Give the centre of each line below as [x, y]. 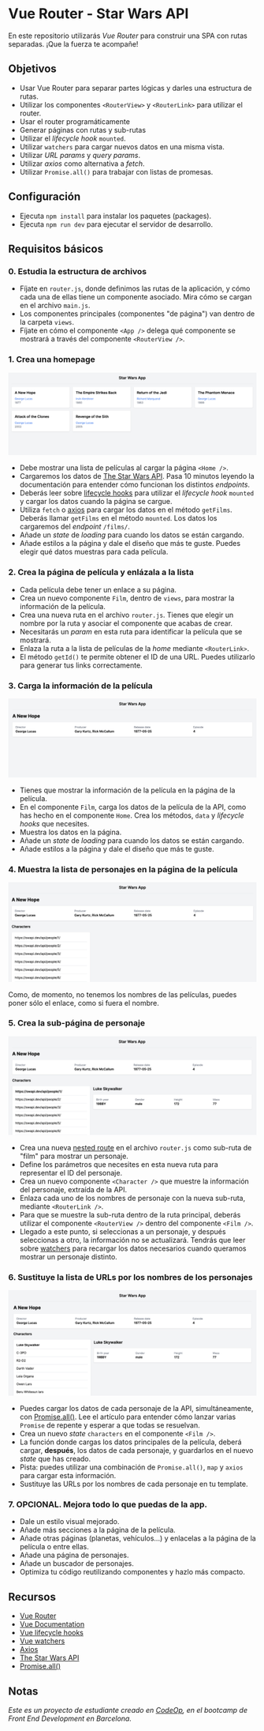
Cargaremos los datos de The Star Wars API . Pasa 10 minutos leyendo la [137, 476]
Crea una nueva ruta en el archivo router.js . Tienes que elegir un [126, 615]
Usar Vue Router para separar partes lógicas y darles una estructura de [136, 88]
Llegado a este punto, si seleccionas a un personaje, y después [123, 1231]
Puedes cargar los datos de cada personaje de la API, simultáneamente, [136, 1409]
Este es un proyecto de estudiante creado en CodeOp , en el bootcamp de [128, 1710]
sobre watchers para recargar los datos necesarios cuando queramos [133, 1248]
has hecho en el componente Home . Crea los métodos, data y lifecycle [132, 815]
